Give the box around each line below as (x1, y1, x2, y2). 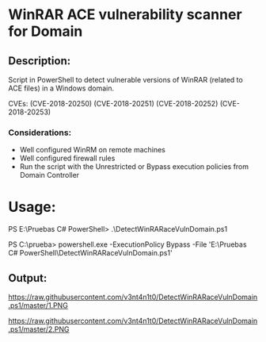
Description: (8, 54, 71, 67)
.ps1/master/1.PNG (8, 301, 69, 310)
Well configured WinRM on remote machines (19, 145, 166, 155)
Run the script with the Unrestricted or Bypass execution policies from (19, 162, 249, 171)
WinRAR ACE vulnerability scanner (8, 6, 243, 24)
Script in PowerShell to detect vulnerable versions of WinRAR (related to (8, 75, 243, 84)
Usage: (8, 198, 57, 216)
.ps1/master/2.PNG (8, 325, 70, 334)
